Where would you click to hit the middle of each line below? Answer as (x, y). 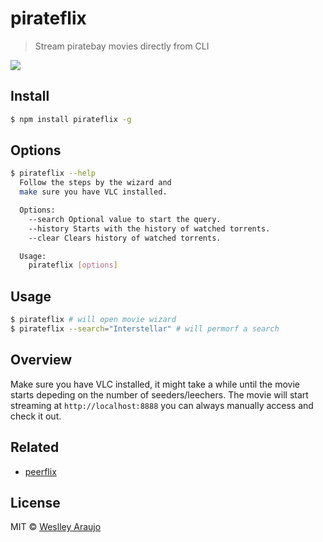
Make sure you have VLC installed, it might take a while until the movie (155, 384)
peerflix (40, 471)
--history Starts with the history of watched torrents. (149, 228)
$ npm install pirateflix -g (71, 119)
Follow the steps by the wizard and (95, 183)
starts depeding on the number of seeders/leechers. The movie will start (159, 394)
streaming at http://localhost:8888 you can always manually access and (162, 405)
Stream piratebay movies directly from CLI (122, 46)
